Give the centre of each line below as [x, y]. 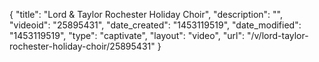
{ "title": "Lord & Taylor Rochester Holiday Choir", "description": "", [146, 14]
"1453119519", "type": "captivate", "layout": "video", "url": [127, 35]
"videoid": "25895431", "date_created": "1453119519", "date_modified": [155, 25]
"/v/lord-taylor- [277, 35]
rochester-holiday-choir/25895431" [82, 46]
